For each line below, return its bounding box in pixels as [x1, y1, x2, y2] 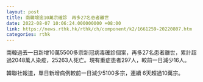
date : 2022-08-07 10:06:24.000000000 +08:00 [6, 20, 121, 26]
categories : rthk [6, 32, 51, 38]
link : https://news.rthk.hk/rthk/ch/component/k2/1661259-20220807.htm [6, 26, 192, 32]
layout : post [6, 9, 40, 15]
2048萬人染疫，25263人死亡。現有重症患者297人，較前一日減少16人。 [11, 56, 190, 64]
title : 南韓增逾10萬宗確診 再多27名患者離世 [6, 15, 110, 21]
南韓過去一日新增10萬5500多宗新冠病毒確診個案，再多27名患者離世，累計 [6, 49, 192, 56]
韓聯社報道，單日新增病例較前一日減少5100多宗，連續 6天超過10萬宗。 [6, 69, 184, 77]
